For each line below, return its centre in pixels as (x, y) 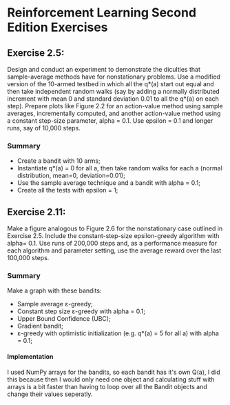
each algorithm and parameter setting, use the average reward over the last (114, 250)
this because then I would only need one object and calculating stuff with (111, 379)
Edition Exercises (57, 27)
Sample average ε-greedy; (55, 304)
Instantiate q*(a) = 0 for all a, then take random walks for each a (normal (119, 168)
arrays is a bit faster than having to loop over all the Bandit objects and (107, 386)
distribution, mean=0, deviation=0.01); (71, 176)
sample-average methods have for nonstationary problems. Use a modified (114, 77)
